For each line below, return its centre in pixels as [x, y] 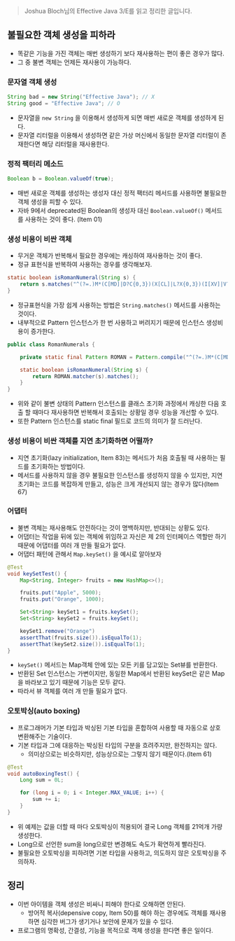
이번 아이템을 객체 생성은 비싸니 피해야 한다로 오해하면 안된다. [101, 904]
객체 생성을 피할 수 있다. [50, 202]
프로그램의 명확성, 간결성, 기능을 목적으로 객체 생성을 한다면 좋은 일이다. [115, 930]
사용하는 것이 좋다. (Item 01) [64, 219]
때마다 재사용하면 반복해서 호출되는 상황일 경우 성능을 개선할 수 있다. [126, 412]
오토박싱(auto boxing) [44, 711]
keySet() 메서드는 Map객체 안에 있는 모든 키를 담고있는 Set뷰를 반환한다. [117, 665]
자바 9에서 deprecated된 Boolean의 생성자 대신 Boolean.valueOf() [111, 211]
